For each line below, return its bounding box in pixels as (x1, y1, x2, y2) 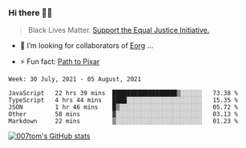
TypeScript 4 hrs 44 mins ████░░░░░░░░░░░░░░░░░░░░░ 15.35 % (8, 96, 239, 105)
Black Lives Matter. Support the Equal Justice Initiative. (27, 26, 210, 35)
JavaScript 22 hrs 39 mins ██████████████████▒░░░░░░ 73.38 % (8, 90, 239, 98)
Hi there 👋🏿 (8, 7, 53, 18)
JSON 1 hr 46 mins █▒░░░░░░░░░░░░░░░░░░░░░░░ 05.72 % (8, 103, 239, 111)
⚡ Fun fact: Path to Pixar (19, 57, 100, 66)
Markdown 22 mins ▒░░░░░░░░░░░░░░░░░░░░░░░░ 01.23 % (8, 118, 239, 126)
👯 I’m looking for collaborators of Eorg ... (19, 41, 154, 50)
